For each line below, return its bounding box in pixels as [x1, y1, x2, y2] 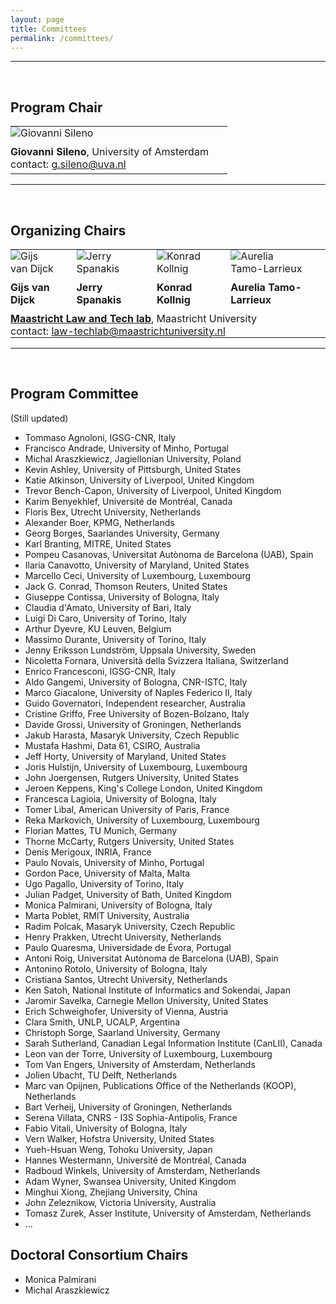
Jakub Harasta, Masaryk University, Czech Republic [24, 729, 240, 741]
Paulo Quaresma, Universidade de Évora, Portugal [24, 941, 232, 953]
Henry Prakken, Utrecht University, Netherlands [24, 931, 222, 943]
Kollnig [156, 293, 191, 306]
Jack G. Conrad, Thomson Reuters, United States [24, 580, 228, 592]
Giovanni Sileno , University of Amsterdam [10, 145, 209, 159]
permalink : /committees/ [10, 33, 114, 43]
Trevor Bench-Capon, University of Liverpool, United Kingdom [24, 484, 282, 496]
